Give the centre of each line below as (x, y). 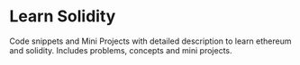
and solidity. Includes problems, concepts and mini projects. (121, 50)
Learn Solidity (63, 16)
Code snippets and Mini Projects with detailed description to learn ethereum (150, 41)
